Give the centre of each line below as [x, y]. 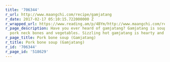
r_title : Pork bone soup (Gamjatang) [45, 42]
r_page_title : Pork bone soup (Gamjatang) [51, 38]
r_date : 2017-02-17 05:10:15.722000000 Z [50, 19]
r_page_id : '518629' [27, 51]
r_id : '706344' [21, 47]
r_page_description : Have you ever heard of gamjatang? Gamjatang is [80, 28]
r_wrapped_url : [21, 24]
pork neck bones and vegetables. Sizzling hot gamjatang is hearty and [87, 33]
